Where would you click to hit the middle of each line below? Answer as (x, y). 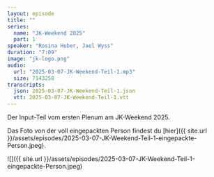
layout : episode (31, 14)
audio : (17, 65)
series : (18, 26)
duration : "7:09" (32, 53)
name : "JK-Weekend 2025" (49, 33)
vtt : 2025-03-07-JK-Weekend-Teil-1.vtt (71, 98)
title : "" (22, 20)
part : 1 (25, 40)
